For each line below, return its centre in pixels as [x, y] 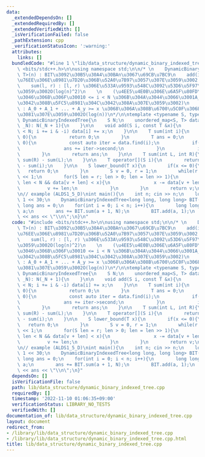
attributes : [27, 52]
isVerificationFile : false [46, 382]
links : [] [30, 58]
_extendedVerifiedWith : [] [46, 29]
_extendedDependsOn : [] [42, 18]
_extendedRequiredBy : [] [43, 23]
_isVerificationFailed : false [50, 35]
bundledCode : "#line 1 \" [45, 63]
